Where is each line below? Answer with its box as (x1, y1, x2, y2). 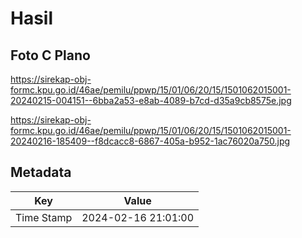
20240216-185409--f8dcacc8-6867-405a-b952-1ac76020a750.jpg (10, 135, 291, 147)
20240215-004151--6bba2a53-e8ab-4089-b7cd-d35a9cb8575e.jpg (10, 95, 292, 106)
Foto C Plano (10, 47, 91, 64)
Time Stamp (15, 210, 73, 224)
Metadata (10, 164, 72, 181)
